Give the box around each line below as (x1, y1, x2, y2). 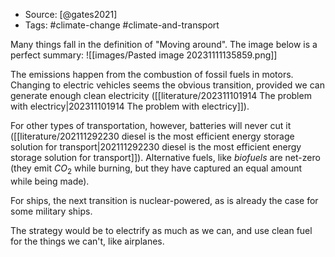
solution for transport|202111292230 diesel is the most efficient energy (10, 141, 302, 153)
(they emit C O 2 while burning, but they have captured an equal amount (10, 162, 303, 176)
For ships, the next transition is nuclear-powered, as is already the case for (10, 194, 319, 206)
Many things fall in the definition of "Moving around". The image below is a (10, 39, 318, 50)
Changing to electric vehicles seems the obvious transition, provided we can (10, 79, 325, 91)
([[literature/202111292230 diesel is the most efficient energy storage (10, 130, 295, 142)
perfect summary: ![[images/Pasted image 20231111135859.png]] (10, 49, 278, 61)
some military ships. (10, 205, 93, 217)
